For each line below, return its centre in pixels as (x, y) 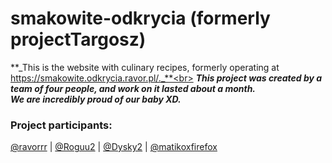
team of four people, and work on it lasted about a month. (133, 88)
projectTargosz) (78, 39)
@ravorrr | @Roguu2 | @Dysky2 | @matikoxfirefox (114, 147)
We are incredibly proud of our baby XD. (96, 99)
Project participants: (61, 125)
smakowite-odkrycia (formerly (140, 18)
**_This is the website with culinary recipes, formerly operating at (145, 67)
